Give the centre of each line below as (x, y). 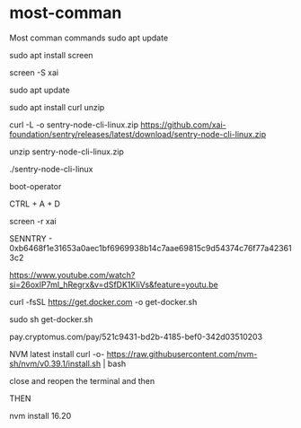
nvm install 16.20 (40, 415)
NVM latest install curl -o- (57, 354)
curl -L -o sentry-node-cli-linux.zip (74, 125)
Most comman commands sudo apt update (89, 38)
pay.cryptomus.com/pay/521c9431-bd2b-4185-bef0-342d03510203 (136, 336)
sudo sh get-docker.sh (51, 319)
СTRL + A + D (35, 204)
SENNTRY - (31, 238)
